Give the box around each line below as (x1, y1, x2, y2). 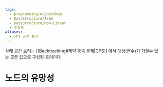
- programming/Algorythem (9, 12, 62, 16)
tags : (5, 7, 16, 12)
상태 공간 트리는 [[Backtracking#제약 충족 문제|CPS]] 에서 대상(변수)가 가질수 (5, 48, 153, 54)
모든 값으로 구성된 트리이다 (10, 54, 61, 59)
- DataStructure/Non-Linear (9, 20, 67, 26)
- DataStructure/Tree (9, 16, 54, 21)
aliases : (5, 29, 23, 34)
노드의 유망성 (5, 73, 54, 84)
